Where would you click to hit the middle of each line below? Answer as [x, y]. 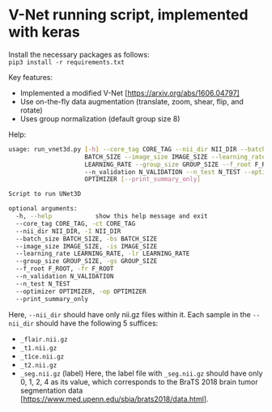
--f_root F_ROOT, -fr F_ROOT [65, 269]
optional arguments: [43, 209]
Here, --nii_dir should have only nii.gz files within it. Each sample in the [130, 314]
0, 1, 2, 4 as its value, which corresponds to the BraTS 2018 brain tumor [139, 381]
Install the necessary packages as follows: [79, 54]
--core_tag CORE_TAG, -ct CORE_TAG [76, 223]
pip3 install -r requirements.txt [67, 62]
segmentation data [51, 390]
